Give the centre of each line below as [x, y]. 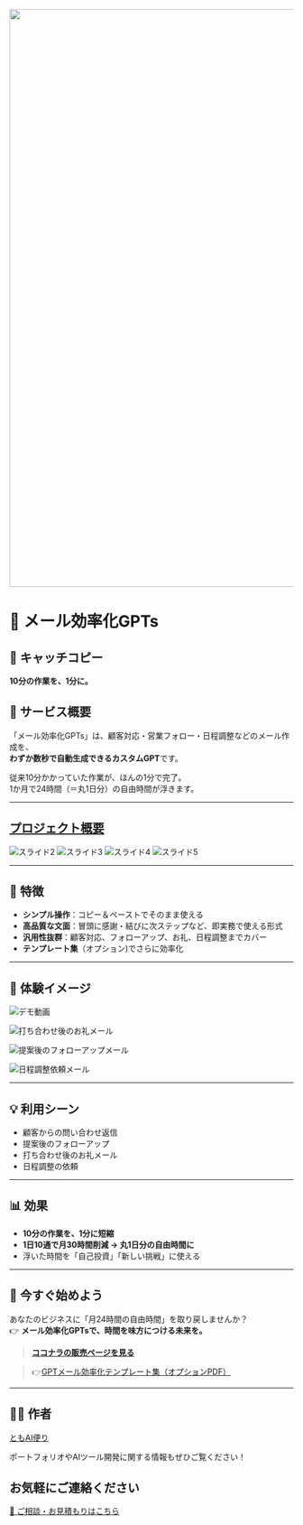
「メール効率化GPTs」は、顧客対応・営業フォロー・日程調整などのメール [146, 735]
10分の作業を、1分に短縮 [68, 1233]
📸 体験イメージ [50, 988]
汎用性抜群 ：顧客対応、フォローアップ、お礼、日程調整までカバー [145, 937]
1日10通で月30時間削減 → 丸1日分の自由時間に [108, 1244]
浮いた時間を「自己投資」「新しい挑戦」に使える [111, 1256]
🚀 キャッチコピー [56, 658]
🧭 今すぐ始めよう [56, 1296]
